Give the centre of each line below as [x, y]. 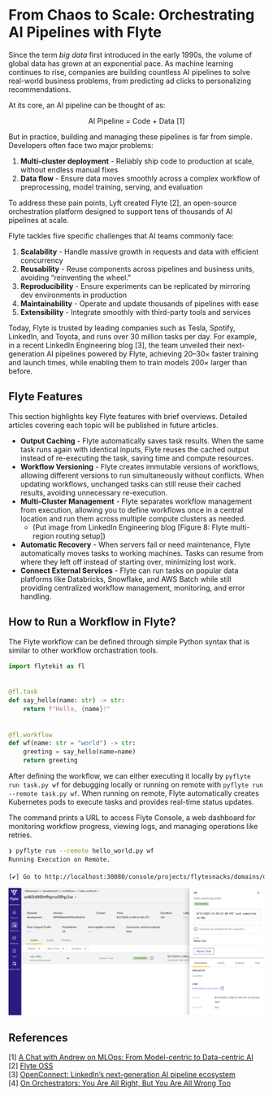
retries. [20, 835]
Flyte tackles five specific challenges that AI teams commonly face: [121, 236]
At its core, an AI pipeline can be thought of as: [87, 105]
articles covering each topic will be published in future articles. [113, 425]
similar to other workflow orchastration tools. [83, 650]
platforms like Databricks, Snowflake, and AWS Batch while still [126, 579]
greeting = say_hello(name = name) [80, 752]
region [43, 535]
